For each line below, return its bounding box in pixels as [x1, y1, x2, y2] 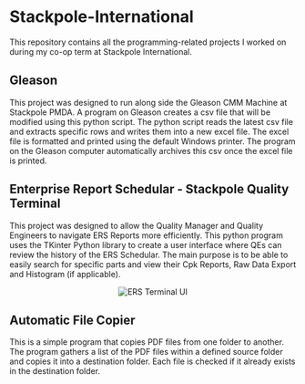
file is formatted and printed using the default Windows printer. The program [9, 135, 296, 147]
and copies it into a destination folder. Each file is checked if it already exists [9, 356, 296, 367]
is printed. [9, 155, 47, 166]
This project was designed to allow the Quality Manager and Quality [9, 220, 264, 231]
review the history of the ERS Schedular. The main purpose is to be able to [9, 249, 289, 260]
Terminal [9, 196, 61, 212]
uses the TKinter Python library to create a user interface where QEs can [9, 239, 282, 250]
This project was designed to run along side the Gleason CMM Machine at [9, 97, 288, 108]
